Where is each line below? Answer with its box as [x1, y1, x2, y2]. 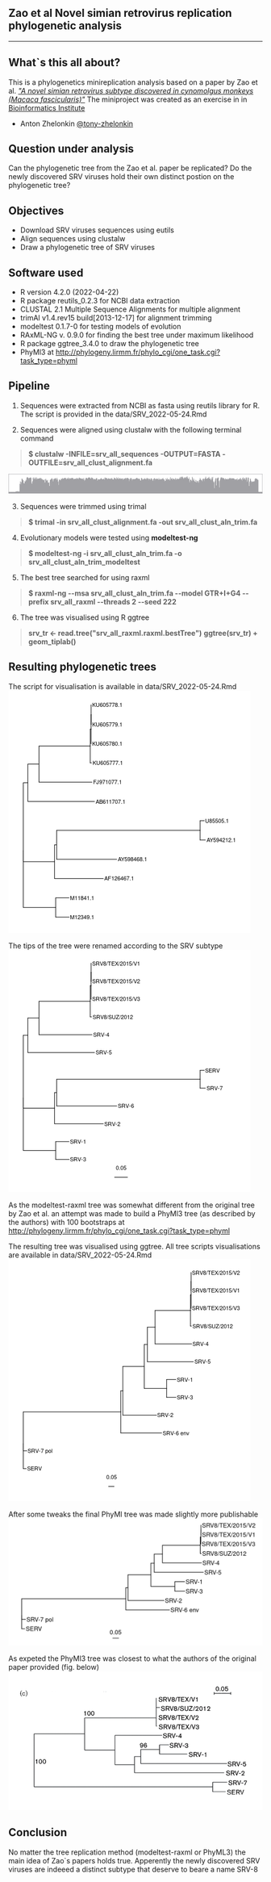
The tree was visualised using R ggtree [19, 613, 150, 622]
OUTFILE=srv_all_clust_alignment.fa [27, 458, 153, 467]
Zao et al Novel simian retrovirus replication [8, 6, 232, 20]
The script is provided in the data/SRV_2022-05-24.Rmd [19, 409, 207, 419]
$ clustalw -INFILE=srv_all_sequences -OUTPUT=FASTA [27, 449, 221, 458]
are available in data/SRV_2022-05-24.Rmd [8, 1250, 152, 1260]
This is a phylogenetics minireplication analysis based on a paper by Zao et [8, 77, 258, 87]
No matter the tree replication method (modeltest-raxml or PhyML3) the [8, 1847, 246, 1857]
